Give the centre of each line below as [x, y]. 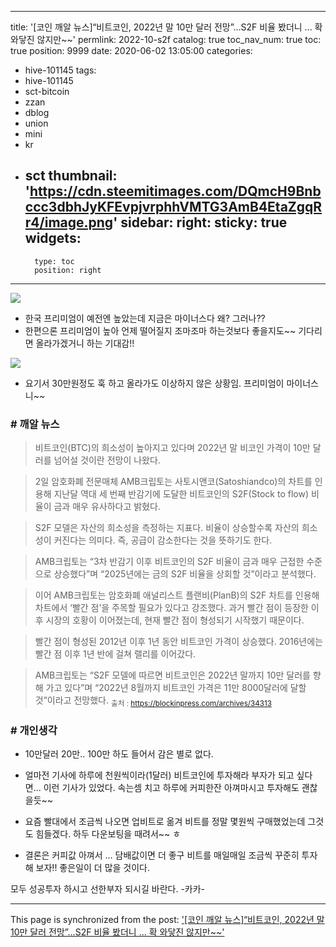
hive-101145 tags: [60, 70]
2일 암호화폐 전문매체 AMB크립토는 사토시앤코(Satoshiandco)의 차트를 [173, 482]
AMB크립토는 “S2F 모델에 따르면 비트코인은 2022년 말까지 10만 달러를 [172, 675]
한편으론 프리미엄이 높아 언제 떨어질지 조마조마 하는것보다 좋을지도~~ [160, 330]
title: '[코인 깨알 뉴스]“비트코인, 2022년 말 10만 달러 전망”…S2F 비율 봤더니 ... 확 [166, 27]
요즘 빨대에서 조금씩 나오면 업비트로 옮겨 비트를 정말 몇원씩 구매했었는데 [165, 822]
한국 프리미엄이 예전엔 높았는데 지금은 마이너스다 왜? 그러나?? [145, 318]
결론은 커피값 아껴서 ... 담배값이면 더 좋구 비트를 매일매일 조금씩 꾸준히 [162, 855]
